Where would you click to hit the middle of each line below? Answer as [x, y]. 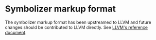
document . [16, 32]
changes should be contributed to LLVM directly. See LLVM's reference [77, 27]
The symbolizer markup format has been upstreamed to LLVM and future [78, 22]
